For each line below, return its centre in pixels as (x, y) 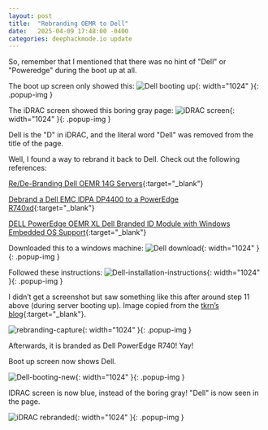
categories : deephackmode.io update (70, 39)
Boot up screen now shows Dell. (62, 362)
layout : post (30, 16)
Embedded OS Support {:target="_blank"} (78, 232)
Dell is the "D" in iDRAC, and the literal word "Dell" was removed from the (131, 135)
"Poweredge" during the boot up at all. (73, 71)
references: (28, 168)
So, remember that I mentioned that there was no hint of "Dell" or (117, 62)
